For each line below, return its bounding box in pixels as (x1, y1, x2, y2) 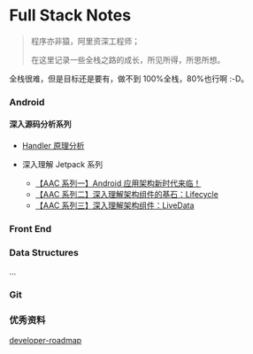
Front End (9, 222, 52, 235)
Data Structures (9, 246, 80, 258)
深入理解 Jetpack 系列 (21, 159, 103, 170)
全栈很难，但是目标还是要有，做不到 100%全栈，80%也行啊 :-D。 (9, 73, 249, 84)
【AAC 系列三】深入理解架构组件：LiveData (34, 200, 195, 211)
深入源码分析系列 (9, 119, 72, 129)
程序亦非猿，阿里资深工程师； (30, 35, 140, 46)
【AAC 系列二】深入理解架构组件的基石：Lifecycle (34, 189, 218, 200)
